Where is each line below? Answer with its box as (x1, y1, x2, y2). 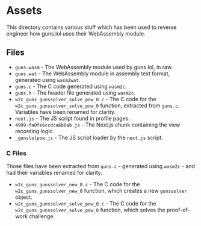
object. (14, 193, 32, 201)
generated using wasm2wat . (14, 76, 81, 83)
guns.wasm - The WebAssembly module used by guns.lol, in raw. (14, 63, 173, 71)
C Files (6, 149, 27, 157)
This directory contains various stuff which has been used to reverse (6, 24, 177, 31)
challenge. (29, 213, 55, 220)
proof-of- (166, 206, 190, 214)
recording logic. (14, 127, 54, 134)
